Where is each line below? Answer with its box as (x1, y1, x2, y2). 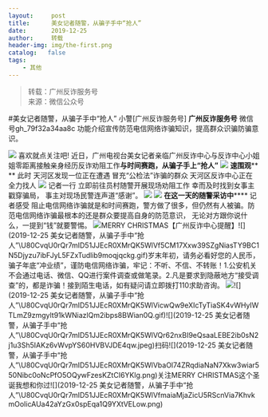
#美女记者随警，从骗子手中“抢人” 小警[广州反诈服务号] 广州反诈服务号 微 (8, 113, 247, 123)
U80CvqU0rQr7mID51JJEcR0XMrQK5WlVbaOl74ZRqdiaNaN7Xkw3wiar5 (21, 360, 260, 370)
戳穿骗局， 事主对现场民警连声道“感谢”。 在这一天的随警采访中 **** (8, 190, 249, 200)
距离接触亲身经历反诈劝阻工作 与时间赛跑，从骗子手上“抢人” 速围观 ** (22, 161, 258, 170)
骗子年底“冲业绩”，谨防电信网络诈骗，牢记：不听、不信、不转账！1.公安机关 (8, 260, 258, 270)
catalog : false (8, 49, 66, 57)
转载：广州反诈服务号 (27, 86, 98, 96)
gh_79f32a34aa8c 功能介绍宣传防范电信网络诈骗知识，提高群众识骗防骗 (14, 123, 252, 133)
